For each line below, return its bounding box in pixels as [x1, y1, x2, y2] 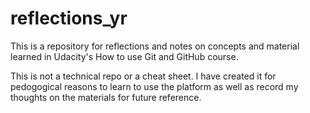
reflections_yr [10, 7, 128, 30]
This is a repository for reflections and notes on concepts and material [10, 40, 300, 52]
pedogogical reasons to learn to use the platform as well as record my [10, 80, 299, 92]
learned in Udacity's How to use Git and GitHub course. [10, 50, 239, 62]
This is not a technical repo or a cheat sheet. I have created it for [10, 70, 277, 82]
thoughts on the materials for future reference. [10, 91, 202, 103]
